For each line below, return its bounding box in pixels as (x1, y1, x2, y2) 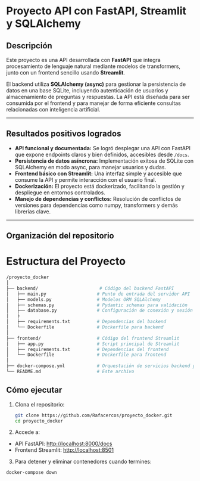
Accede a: (14, 429, 40, 436)
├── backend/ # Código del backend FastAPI (6, 285, 174, 291)
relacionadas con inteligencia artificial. (6, 106, 101, 113)
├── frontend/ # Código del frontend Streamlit (6, 335, 180, 341)
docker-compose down (6, 470, 58, 476)
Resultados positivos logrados (6, 129, 121, 139)
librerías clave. (14, 207, 51, 215)
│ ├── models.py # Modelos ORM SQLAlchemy (6, 296, 161, 302)
